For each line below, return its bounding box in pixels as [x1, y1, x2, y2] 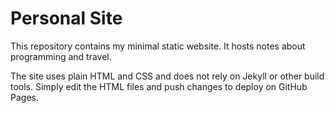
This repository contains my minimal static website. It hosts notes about [10, 40, 306, 52]
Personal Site [10, 7, 123, 30]
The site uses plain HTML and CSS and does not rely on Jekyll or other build [10, 70, 325, 82]
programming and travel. [10, 50, 112, 62]
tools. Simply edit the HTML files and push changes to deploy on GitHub [10, 80, 308, 92]
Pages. [10, 91, 39, 103]
